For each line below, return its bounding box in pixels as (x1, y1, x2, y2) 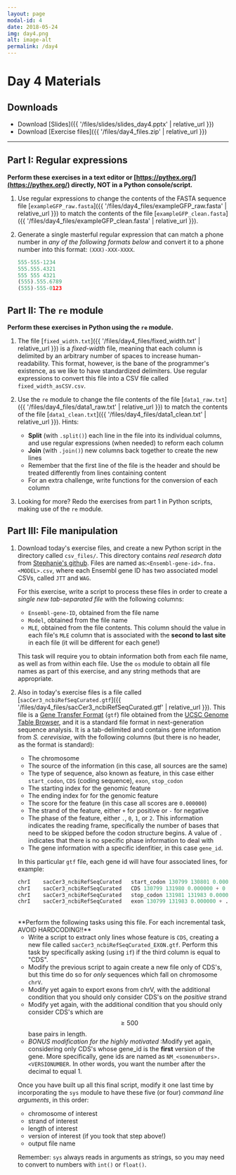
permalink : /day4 (7, 43, 58, 50)
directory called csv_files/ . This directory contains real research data (17, 551, 222, 559)
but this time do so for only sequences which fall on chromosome (27, 970, 218, 979)
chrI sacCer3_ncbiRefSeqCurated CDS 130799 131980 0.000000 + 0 (17, 884, 226, 892)
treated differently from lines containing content (27, 469, 166, 477)
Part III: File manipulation (7, 525, 118, 537)
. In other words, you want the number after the (69, 1060, 206, 1068)
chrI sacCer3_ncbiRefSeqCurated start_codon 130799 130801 (17, 878, 210, 885)
